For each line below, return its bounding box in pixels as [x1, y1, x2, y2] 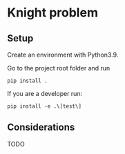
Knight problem [7, 5, 99, 21]
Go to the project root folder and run [7, 64, 110, 72]
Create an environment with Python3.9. [7, 50, 119, 59]
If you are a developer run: [7, 90, 83, 97]
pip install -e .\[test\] [7, 103, 81, 110]
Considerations [7, 122, 75, 133]
